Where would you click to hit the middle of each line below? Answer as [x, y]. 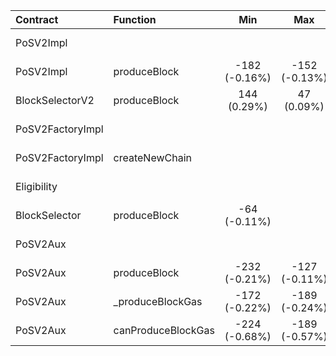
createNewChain [153, 157]
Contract [37, 19]
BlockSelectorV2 [55, 100]
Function [135, 19]
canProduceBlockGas [164, 330]
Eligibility [36, 186]
